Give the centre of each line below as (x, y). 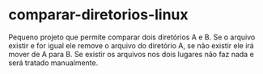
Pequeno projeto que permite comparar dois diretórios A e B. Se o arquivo (132, 37)
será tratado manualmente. (53, 63)
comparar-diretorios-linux (98, 15)
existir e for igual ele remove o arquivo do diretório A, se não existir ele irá (131, 45)
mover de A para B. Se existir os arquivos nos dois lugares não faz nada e (131, 54)
